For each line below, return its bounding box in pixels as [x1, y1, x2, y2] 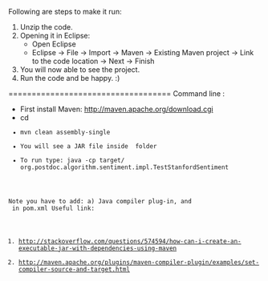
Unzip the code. [19, 22, 74, 31]
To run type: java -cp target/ [19, 156, 125, 164]
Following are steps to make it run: [8, 7, 122, 16]
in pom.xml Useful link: [11, 204, 95, 212]
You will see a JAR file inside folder [19, 143, 157, 151]
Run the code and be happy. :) [19, 74, 120, 82]
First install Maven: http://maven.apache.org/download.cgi [19, 104, 214, 114]
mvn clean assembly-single [19, 128, 111, 136]
